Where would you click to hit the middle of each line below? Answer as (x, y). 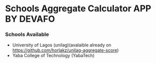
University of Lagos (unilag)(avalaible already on (62, 45)
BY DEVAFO (30, 19)
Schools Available (27, 34)
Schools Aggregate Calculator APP (78, 9)
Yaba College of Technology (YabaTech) (53, 56)
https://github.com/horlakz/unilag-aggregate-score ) (65, 50)
